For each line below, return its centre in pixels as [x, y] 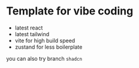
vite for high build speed [45, 40]
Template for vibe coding [70, 11]
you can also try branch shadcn [44, 58]
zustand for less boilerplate [49, 47]
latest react [29, 28]
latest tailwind [32, 34]
